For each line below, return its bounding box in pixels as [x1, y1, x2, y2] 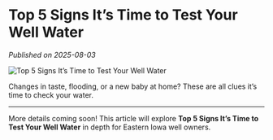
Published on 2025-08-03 [8, 50, 96, 59]
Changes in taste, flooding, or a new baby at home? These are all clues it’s [8, 81, 258, 91]
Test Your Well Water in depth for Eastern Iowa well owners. [8, 122, 211, 132]
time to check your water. [8, 90, 93, 99]
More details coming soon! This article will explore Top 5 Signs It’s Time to [8, 113, 258, 123]
